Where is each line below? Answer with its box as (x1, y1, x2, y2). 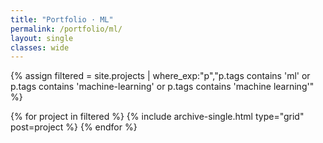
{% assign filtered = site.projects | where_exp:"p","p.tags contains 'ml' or (10, 70, 311, 82)
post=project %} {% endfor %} (10, 121, 138, 133)
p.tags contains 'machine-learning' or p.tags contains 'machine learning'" (10, 81, 315, 93)
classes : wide (10, 42, 70, 53)
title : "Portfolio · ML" (10, 14, 114, 25)
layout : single (10, 33, 74, 43)
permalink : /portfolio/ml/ (10, 24, 123, 34)
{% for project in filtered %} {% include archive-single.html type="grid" (10, 111, 305, 123)
